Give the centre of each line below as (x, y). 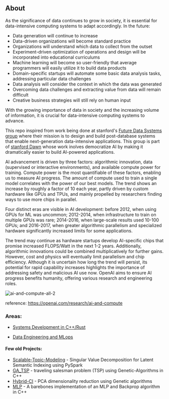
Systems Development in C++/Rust (49, 327)
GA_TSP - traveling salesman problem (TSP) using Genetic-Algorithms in (88, 371)
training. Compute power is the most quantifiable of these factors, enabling (83, 172)
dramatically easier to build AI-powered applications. (60, 152)
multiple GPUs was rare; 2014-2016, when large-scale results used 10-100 (82, 220)
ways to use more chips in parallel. (41, 199)
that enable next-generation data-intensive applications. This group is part (82, 141)
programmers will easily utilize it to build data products (69, 68)
